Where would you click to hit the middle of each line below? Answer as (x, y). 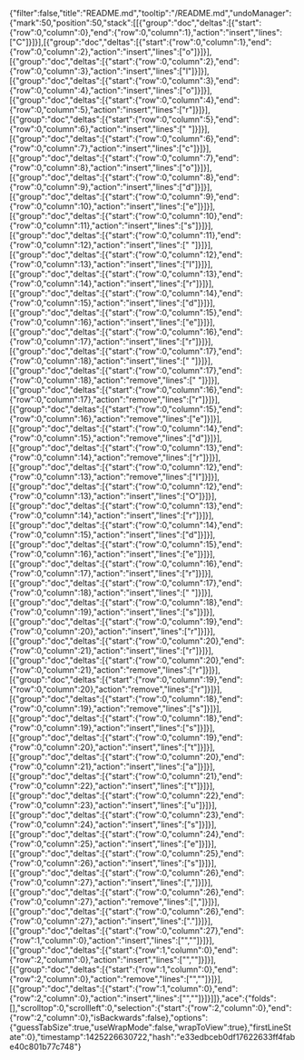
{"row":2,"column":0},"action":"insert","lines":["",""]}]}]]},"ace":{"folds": (143, 998)
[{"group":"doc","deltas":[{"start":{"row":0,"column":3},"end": (125, 80)
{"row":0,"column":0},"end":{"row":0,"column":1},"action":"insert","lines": (146, 32)
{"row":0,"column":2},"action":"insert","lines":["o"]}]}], (111, 52)
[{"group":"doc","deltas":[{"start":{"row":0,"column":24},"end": (127, 834)
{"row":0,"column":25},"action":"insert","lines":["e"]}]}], (113, 844)
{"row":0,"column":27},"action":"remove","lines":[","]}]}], (115, 902)
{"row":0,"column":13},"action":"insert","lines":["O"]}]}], (113, 496)
